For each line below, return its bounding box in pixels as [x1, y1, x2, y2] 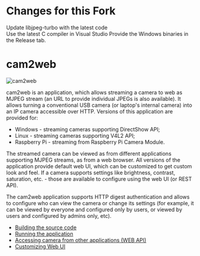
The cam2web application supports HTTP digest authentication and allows [6, 193, 190, 201]
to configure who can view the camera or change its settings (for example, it [6, 199, 194, 206]
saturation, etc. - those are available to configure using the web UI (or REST [6, 175, 192, 183]
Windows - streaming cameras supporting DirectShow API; [14, 125, 160, 132]
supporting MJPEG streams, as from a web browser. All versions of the [6, 156, 181, 164]
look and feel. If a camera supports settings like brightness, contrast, [6, 169, 176, 176]
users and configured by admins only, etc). [6, 212, 112, 219]
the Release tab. [6, 36, 47, 44]
